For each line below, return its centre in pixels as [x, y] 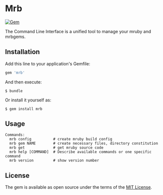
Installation [22, 52]
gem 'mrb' [15, 73]
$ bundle [14, 91]
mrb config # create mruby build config [61, 139]
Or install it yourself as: [28, 100]
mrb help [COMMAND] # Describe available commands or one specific [81, 152]
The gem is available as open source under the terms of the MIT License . [79, 187]
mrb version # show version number [54, 161]
